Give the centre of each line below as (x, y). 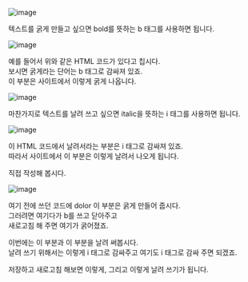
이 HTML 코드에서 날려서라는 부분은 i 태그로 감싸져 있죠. (96, 146)
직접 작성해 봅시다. (37, 173)
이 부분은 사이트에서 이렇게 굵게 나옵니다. (72, 81)
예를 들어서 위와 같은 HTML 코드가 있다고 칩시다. (84, 61)
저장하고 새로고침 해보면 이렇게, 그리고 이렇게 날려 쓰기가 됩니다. (109, 269)
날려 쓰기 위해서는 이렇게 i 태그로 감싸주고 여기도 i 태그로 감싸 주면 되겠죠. (123, 252)
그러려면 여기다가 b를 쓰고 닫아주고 (63, 215)
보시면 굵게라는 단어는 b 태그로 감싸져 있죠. (76, 71)
